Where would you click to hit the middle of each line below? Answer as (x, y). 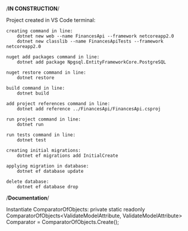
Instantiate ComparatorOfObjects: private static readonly (76, 209)
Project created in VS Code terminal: (51, 20)
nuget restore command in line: (46, 72)
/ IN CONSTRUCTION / (33, 9)
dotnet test (32, 140)
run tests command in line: (41, 135)
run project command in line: (44, 119)
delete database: (28, 182)
